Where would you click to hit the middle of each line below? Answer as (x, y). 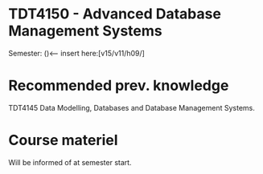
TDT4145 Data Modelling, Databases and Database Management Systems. (131, 107)
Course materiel (63, 140)
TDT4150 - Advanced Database (115, 14)
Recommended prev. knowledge (119, 86)
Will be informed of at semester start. (70, 162)
